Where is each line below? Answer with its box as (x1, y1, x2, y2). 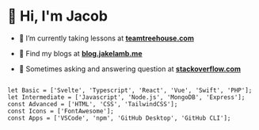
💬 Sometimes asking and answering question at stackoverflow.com (18, 63, 241, 74)
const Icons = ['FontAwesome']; (7, 107, 114, 115)
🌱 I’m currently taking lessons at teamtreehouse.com (18, 33, 195, 43)
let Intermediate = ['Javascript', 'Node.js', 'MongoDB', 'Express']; (7, 93, 246, 101)
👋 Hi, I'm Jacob (7, 7, 109, 25)
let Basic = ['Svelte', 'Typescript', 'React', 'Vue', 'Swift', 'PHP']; (7, 86, 253, 94)
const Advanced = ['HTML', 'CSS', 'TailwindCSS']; (7, 100, 178, 108)
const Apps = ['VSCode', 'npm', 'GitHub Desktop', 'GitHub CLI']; (7, 114, 231, 122)
